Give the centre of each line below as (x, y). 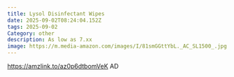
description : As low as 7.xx (50, 40)
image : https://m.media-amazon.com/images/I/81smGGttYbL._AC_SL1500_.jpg (117, 46)
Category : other (31, 33)
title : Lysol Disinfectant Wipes (56, 14)
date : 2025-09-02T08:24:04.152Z (54, 20)
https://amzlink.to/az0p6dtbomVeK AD (63, 66)
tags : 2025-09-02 (33, 27)
